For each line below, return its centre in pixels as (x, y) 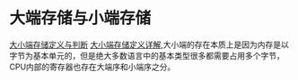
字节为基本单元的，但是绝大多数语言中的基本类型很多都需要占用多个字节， (147, 55)
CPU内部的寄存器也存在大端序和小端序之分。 (92, 67)
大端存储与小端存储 (80, 18)
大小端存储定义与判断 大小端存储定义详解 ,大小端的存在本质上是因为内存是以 (149, 44)
